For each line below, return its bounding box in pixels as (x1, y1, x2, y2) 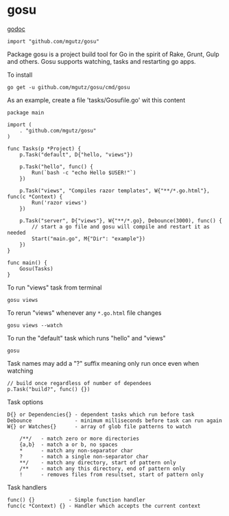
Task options (7, 397, 43, 406)
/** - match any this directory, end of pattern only (19, 465, 186, 472)
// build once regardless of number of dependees (7, 379, 152, 386)
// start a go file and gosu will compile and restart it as (32, 223, 210, 230)
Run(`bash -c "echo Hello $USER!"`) (32, 169, 136, 176)
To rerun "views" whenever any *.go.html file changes (7, 308, 162, 317)
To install (7, 71, 33, 79)
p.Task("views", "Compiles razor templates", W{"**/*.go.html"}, (19, 187, 210, 194)
